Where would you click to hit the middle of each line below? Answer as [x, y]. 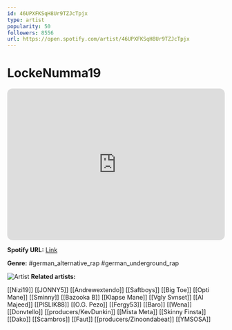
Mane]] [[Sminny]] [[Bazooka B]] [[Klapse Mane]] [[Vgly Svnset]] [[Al [105, 298]
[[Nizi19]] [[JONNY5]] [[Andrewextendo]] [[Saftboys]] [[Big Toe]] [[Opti [108, 290]
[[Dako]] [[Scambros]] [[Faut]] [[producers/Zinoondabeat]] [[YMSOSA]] [109, 319]
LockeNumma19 [54, 73]
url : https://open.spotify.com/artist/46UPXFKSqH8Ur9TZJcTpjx [98, 39]
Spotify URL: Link [32, 250]
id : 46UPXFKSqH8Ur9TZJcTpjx [48, 13]
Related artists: [53, 277]
